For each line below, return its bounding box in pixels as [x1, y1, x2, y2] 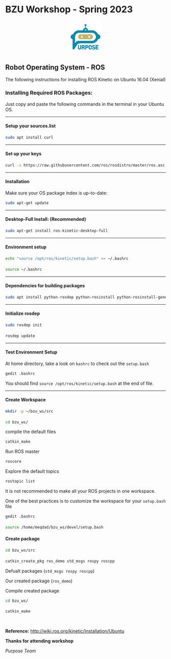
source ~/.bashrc [5, 267, 42, 272]
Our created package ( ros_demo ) [5, 578, 73, 584]
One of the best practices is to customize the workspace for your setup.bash [5, 498, 166, 504]
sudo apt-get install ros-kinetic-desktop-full [5, 228, 108, 233]
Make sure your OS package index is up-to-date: [5, 190, 108, 196]
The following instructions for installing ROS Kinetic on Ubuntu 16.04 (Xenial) [5, 77, 166, 83]
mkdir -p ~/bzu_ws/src [5, 408, 53, 414]
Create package [5, 536, 40, 542]
